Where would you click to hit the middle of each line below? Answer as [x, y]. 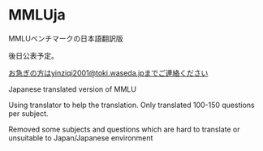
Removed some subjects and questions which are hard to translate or [124, 129]
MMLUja [37, 15]
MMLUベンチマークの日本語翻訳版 [66, 38]
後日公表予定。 [33, 55]
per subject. [28, 113]
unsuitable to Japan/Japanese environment [81, 138]
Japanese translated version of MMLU [72, 89]
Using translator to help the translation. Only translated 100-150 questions [131, 105]
